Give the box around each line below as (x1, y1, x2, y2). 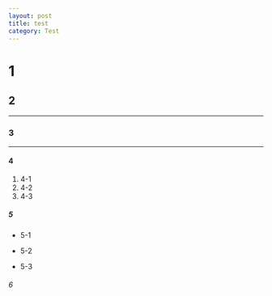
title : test (8, 19, 49, 27)
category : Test (8, 27, 60, 35)
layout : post (8, 11, 53, 20)
